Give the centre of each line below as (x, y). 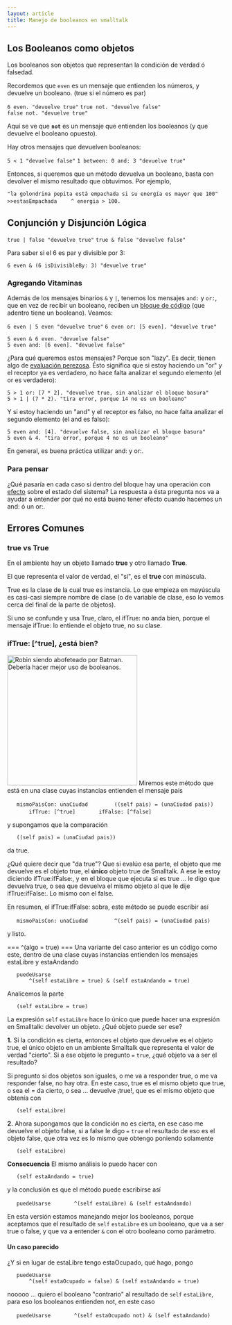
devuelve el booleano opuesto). (52, 133)
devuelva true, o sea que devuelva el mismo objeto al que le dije (99, 886)
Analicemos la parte (36, 994)
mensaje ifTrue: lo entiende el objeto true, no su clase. (85, 625)
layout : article (30, 14)
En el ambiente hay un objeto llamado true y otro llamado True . (97, 563)
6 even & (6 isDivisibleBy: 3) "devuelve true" (77, 266)
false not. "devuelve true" (48, 113)
